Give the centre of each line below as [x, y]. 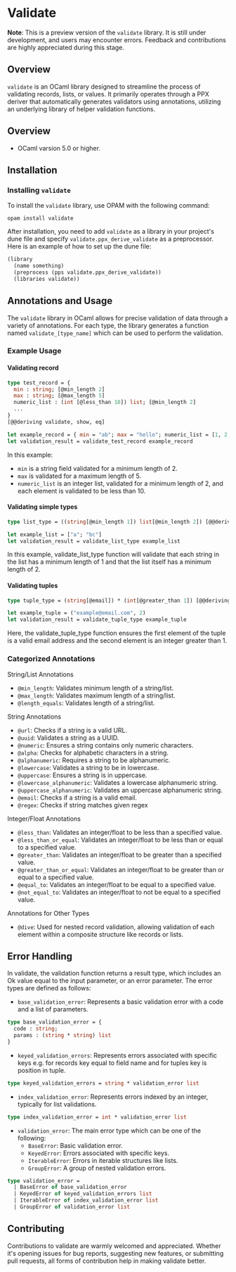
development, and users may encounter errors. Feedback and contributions [117, 39]
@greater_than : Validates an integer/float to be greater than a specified [119, 855]
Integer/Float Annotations [44, 819]
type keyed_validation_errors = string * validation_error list [103, 1083]
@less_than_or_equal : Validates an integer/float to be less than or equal [120, 840]
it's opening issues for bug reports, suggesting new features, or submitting [116, 1253]
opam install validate [40, 219]
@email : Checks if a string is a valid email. [77, 798]
